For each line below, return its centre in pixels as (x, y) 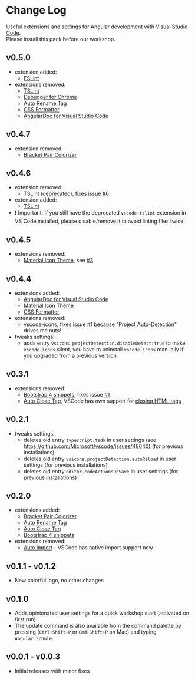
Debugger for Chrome (50, 97)
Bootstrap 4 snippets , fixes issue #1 (67, 394)
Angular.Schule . (34, 638)
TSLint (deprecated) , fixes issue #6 (66, 194)
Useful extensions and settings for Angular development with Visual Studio (97, 27)
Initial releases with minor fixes (52, 671)
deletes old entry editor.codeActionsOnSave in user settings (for (101, 471)
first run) (25, 619)
